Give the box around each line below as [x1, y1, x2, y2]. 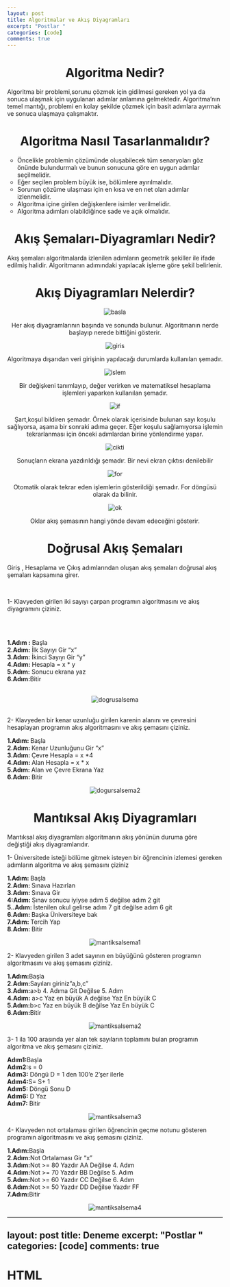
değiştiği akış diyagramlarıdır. [7, 840, 90, 848]
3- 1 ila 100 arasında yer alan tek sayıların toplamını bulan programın [7, 1035, 199, 1043]
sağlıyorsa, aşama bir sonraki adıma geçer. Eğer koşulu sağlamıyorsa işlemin [7, 422, 223, 430]
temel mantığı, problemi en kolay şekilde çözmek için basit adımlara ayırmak [7, 102, 221, 110]
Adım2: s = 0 [7, 1063, 43, 1071]
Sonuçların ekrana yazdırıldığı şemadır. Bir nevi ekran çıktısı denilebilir [16, 456, 214, 465]
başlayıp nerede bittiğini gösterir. [68, 328, 162, 336]
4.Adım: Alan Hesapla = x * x [7, 758, 90, 766]
